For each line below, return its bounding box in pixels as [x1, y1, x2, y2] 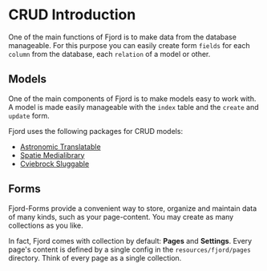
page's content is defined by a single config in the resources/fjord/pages [8, 245, 251, 254]
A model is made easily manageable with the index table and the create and [8, 102, 259, 111]
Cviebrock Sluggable [19, 159, 90, 168]
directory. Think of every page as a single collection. [8, 253, 182, 262]
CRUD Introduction [8, 6, 136, 24]
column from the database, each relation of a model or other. [8, 49, 211, 59]
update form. [8, 111, 50, 120]
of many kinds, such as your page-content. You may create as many [8, 212, 234, 221]
